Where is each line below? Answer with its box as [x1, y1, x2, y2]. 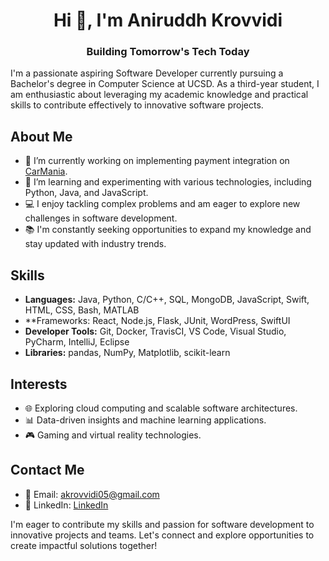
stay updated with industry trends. [24, 238, 167, 250]
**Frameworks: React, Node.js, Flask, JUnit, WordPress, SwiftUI [24, 315, 291, 327]
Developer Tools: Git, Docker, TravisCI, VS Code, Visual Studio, [24, 325, 287, 338]
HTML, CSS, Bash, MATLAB [24, 304, 140, 316]
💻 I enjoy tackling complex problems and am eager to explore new [24, 198, 301, 210]
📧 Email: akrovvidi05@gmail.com [24, 488, 160, 500]
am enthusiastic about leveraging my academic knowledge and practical [10, 89, 309, 101]
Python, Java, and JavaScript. [24, 187, 149, 199]
